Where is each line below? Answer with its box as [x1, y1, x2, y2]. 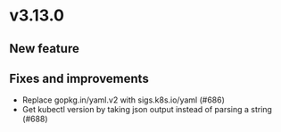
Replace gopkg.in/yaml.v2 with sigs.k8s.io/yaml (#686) [21, 95, 226, 105]
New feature [9, 41, 80, 56]
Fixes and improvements [9, 70, 149, 86]
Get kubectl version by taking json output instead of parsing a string [21, 104, 272, 115]
